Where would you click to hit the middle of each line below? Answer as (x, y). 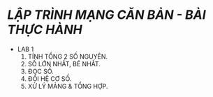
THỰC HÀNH (45, 30)
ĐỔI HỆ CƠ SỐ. (50, 79)
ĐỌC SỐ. (41, 71)
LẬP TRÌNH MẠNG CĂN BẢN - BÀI (106, 15)
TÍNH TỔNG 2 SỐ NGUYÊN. (68, 57)
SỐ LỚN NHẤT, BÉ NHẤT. (64, 64)
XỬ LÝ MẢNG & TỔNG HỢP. (68, 86)
